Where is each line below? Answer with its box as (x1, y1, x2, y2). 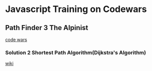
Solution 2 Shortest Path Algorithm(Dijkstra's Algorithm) (5, 49, 146, 56)
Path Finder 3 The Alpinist (5, 23, 89, 32)
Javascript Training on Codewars (5, 3, 147, 15)
